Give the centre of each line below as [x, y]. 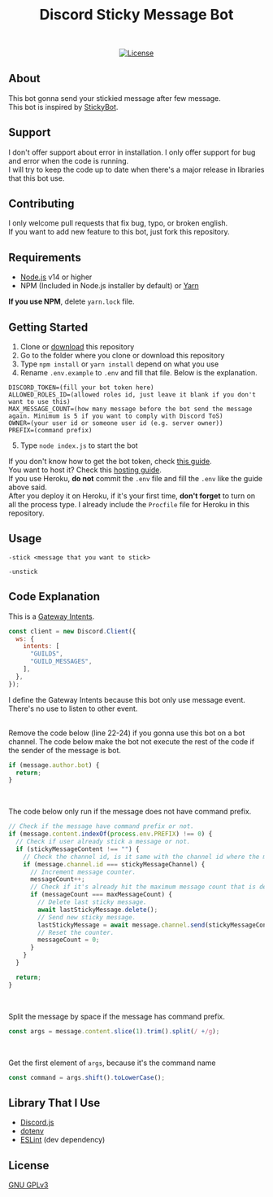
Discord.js [37, 1122]
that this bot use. [37, 178]
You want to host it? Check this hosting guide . [85, 470]
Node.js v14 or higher [56, 277]
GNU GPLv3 [28, 1185]
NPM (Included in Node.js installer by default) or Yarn [109, 286]
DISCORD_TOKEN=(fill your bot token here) [81, 388]
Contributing [41, 203]
